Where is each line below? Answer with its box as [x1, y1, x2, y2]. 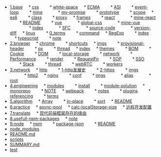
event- [134, 4, 148, 10]
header [9, 46, 24, 51]
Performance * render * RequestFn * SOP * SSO [9, 56, 144, 61]
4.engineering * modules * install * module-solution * [9, 83, 145, 88]
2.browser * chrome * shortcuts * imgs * [9, 40, 120, 46]
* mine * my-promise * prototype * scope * [29, 9, 154, 15]
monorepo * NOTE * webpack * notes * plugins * [9, 88, 151, 94]
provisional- [121, 40, 145, 46]
